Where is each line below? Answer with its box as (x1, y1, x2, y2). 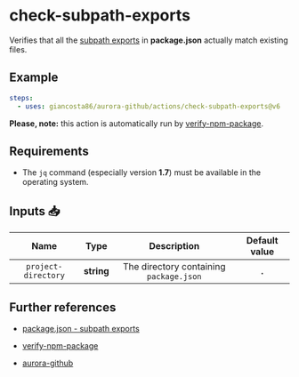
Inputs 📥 (9, 204, 61, 219)
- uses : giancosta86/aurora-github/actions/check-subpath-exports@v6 (17, 101, 280, 111)
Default (246, 235, 279, 247)
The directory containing (123, 261, 226, 273)
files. (9, 44, 28, 54)
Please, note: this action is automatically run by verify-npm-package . (9, 117, 264, 129)
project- (26, 261, 63, 272)
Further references (9, 300, 117, 315)
